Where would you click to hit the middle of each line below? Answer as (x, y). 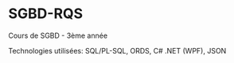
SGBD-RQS (46, 14)
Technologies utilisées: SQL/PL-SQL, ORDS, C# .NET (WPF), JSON (117, 50)
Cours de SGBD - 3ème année (58, 35)
